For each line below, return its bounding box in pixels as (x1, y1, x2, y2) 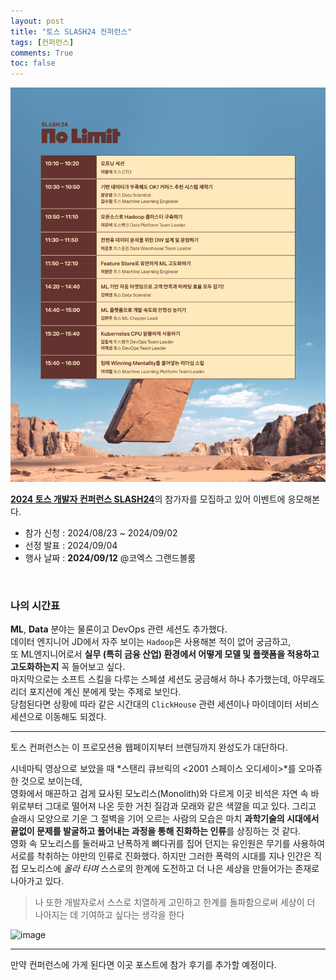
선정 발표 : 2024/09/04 (24, 540, 118, 552)
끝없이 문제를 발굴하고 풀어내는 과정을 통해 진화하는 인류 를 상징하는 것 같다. (10, 825, 302, 837)
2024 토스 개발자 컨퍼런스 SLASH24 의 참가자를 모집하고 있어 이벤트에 (10, 493, 286, 505)
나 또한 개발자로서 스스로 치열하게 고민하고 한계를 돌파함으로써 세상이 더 (34, 896, 316, 909)
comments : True (10, 48, 74, 58)
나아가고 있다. (10, 875, 65, 887)
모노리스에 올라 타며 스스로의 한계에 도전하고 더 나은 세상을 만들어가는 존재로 (20, 863, 320, 875)
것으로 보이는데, (20, 775, 83, 787)
